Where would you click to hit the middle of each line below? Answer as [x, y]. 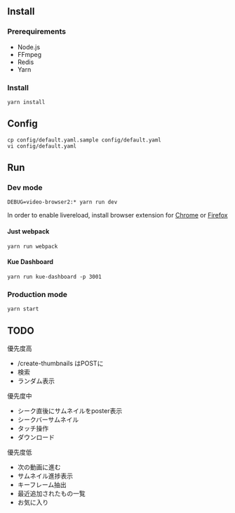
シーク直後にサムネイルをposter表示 [70, 411]
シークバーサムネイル [48, 419]
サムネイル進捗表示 [45, 476]
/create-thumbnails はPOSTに [60, 363]
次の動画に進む [39, 467]
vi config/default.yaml [42, 146]
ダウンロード [36, 437]
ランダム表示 [36, 381]
